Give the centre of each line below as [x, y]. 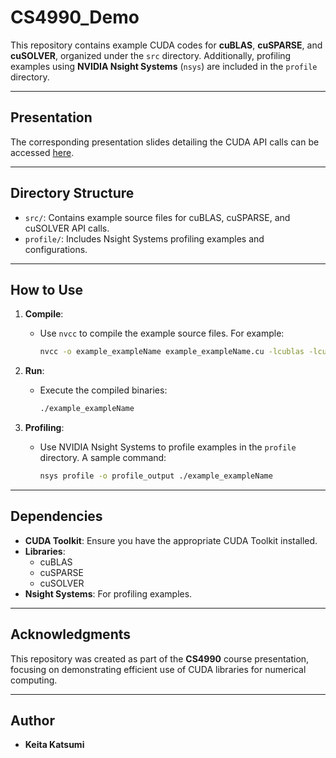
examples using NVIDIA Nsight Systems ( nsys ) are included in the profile [164, 66]
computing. [34, 680]
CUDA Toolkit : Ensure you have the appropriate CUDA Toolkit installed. [171, 540]
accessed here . [42, 152]
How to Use [47, 289]
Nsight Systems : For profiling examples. [108, 593]
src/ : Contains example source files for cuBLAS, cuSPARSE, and [157, 217]
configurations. [56, 249]
